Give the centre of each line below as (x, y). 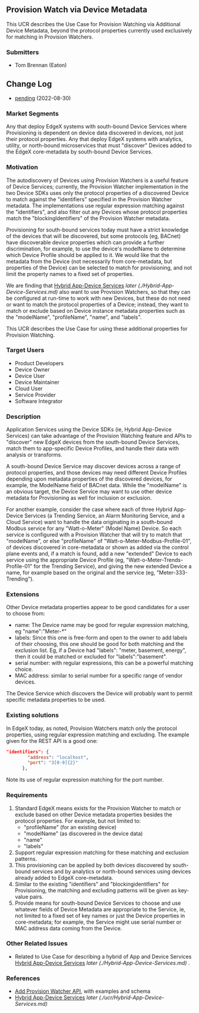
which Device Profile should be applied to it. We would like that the (88, 255)
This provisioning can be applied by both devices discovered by (93, 865)
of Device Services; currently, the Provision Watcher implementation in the (97, 186)
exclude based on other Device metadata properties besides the (93, 814)
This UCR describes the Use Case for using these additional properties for (97, 328)
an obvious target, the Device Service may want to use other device (89, 492)
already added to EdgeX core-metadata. (64, 877)
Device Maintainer (37, 382)
